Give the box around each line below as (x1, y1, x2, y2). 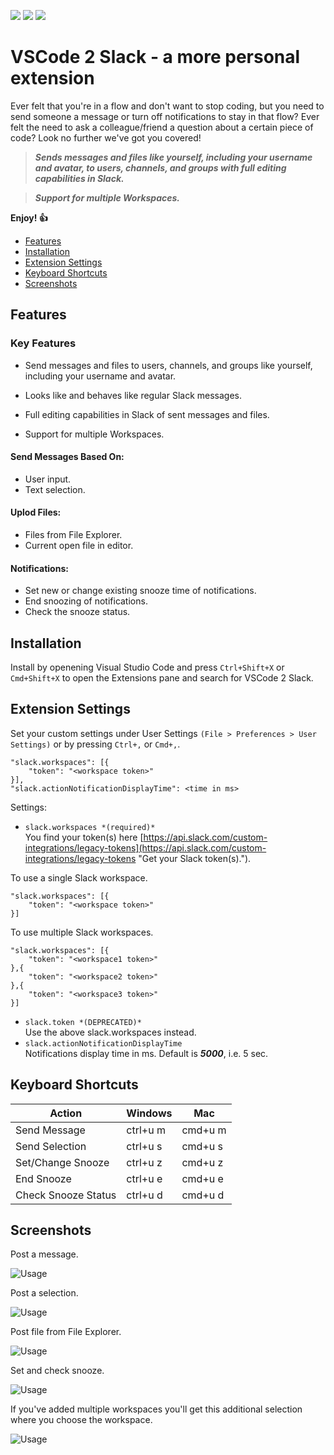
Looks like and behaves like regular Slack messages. (24, 389, 243, 401)
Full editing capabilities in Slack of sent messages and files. (24, 408, 270, 420)
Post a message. (10, 1248, 79, 1260)
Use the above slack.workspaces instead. (24, 1026, 197, 1038)
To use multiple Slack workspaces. (10, 926, 154, 938)
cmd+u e (181, 1171, 224, 1185)
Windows (126, 1106, 173, 1120)
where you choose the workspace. (10, 1414, 153, 1426)
